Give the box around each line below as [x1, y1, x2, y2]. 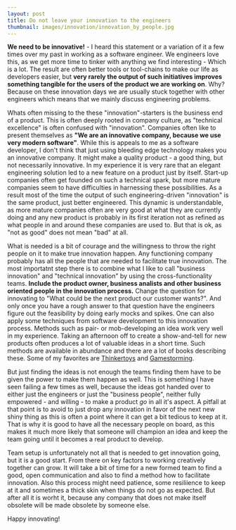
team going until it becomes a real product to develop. [7, 435, 164, 443]
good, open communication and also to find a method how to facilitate [7, 471, 211, 479]
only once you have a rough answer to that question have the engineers [7, 302, 216, 310]
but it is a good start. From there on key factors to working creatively [7, 456, 206, 465]
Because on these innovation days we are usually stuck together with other [7, 87, 225, 96]
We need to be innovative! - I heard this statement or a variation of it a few [7, 43, 225, 51]
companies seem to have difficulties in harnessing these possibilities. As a [7, 184, 223, 192]
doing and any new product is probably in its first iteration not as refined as [7, 213, 225, 222]
